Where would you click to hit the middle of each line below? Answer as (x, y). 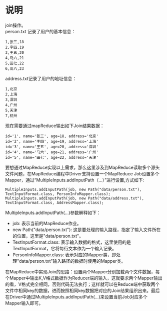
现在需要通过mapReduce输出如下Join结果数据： (55, 126)
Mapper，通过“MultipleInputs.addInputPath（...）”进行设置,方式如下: (75, 180)
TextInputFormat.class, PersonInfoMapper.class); (58, 194)
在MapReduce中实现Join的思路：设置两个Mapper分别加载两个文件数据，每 (82, 271)
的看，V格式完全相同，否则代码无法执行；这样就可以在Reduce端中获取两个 (82, 284)
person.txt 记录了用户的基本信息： (40, 31)
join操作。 (15, 25)
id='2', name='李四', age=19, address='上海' (52, 141)
